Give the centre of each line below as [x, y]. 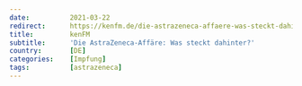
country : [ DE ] [48, 51]
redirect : [28, 26]
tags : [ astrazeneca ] [66, 68]
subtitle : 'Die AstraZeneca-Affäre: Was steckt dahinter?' [132, 43]
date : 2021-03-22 [60, 17]
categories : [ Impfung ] [58, 59]
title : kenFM [50, 34]
